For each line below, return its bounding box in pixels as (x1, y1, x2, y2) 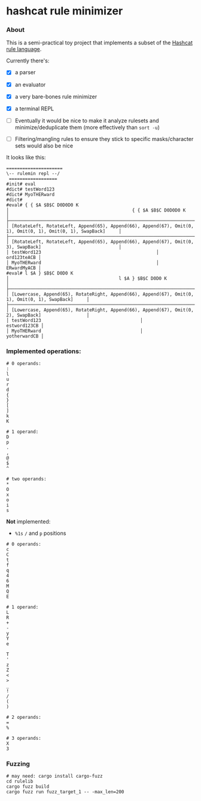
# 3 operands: (6, 736, 42, 742)
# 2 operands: (6, 715, 42, 721)
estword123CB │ (6, 323, 44, 329)
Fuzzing (6, 760, 30, 768)
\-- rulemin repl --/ (6, 170, 60, 176)
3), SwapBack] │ (6, 244, 121, 250)
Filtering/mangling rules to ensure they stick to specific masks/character (14, 135, 194, 142)
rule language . (6, 46, 42, 53)
